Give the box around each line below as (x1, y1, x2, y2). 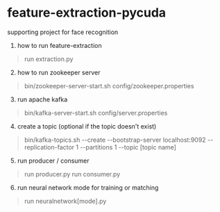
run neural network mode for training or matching (17, 183, 159, 192)
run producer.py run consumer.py (24, 170, 121, 178)
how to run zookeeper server (17, 68, 101, 76)
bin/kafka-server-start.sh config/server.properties (24, 108, 168, 117)
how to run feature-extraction (17, 41, 102, 49)
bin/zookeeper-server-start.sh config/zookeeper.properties (24, 81, 194, 90)
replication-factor (24, 142, 75, 151)
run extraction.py (24, 54, 74, 63)
